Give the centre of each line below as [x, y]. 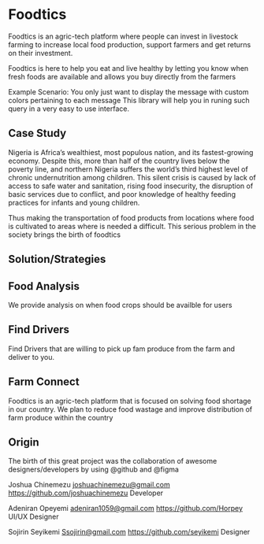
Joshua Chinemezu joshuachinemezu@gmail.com [89, 485]
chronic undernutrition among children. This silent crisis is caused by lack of [132, 177]
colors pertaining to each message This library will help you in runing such [129, 100]
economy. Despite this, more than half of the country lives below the [119, 161]
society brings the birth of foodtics [64, 235]
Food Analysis [44, 286]
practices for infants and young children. [74, 202]
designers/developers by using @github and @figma [94, 469]
